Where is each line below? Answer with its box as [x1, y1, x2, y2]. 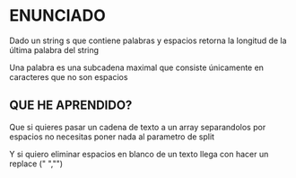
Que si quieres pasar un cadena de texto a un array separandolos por [9, 121, 266, 132]
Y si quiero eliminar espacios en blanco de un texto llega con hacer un [9, 148, 269, 159]
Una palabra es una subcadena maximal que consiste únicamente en [9, 62, 265, 73]
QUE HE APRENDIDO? [9, 98, 133, 113]
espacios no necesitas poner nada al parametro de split [9, 131, 215, 142]
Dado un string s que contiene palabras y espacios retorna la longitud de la [9, 35, 287, 46]
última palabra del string [9, 44, 100, 55]
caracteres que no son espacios [9, 71, 128, 82]
